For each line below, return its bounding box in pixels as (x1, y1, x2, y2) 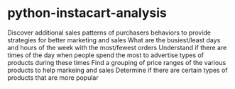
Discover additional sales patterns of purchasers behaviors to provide (7, 28, 212, 37)
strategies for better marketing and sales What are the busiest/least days (7, 35, 221, 44)
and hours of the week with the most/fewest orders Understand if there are (7, 43, 227, 52)
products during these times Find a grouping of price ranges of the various (7, 58, 226, 66)
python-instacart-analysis (7, 5, 167, 21)
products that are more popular (7, 73, 99, 82)
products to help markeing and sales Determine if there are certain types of (7, 66, 229, 74)
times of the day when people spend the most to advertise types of (7, 51, 204, 59)
